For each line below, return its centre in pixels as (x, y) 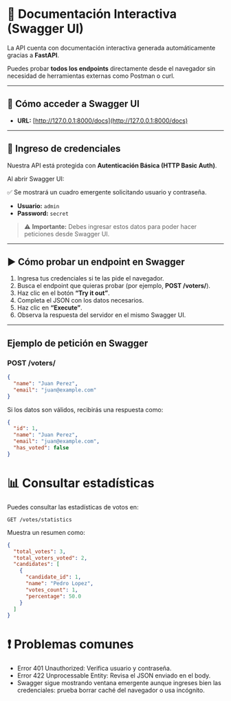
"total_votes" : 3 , (40, 551)
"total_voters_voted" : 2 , (51, 558)
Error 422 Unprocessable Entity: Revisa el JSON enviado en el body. (114, 675)
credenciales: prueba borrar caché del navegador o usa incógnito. (111, 690)
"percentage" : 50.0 (53, 596)
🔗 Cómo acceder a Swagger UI (73, 104)
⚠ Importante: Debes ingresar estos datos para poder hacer (110, 226)
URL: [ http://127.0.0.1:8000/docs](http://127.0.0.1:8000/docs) (102, 121)
